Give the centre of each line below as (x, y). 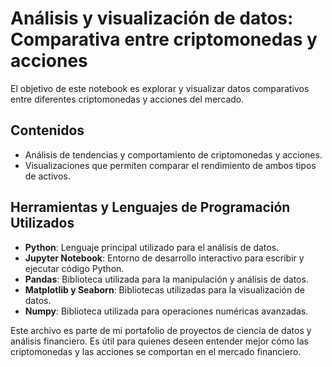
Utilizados (42, 223)
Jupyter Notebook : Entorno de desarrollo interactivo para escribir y (164, 258)
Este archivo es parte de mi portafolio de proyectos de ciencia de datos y (161, 330)
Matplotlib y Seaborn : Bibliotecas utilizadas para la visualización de (164, 289)
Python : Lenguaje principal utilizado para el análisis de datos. (152, 247)
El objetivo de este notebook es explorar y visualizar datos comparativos (160, 88)
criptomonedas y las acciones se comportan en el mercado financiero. (156, 351)
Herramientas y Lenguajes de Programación (150, 207)
